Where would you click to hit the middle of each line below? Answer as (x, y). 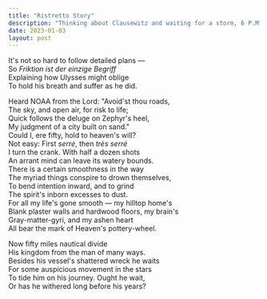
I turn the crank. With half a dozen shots (74, 152)
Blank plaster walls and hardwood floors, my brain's (94, 211)
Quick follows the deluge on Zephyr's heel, (79, 118)
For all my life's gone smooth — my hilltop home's (90, 203)
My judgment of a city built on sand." (69, 127)
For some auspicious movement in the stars (80, 269)
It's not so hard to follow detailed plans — (77, 61)
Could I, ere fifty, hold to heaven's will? (72, 136)
